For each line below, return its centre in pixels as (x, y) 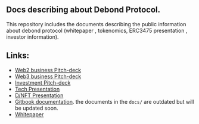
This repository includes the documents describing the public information (96, 24)
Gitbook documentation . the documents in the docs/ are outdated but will (104, 101)
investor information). (32, 37)
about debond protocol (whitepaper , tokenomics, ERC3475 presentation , (97, 30)
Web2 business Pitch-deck (48, 70)
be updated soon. (36, 108)
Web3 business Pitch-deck (48, 76)
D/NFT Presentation (39, 95)
